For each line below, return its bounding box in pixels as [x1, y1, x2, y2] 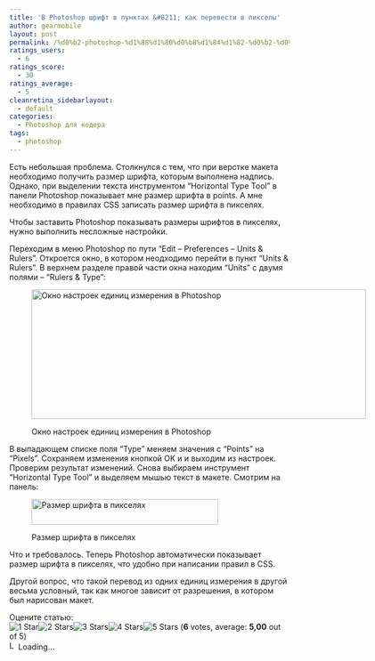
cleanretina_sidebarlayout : [9, 95, 114, 105]
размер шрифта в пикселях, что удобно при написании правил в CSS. [9, 558, 276, 569]
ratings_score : [9, 63, 66, 72]
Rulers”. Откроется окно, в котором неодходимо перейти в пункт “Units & [9, 253, 289, 263]
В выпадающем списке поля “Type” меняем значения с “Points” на [9, 443, 265, 454]
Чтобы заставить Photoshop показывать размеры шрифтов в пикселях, [9, 216, 281, 227]
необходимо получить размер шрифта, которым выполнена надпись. [9, 171, 274, 181]
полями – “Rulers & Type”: [9, 271, 106, 282]
